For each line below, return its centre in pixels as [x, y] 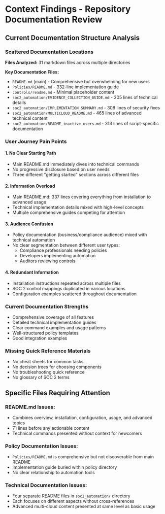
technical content [30, 118]
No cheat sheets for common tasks [48, 362]
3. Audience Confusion [29, 224]
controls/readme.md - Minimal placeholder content [63, 92]
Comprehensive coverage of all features [53, 317]
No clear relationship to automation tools [53, 473]
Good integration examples [40, 338]
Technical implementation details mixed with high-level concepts [78, 207]
